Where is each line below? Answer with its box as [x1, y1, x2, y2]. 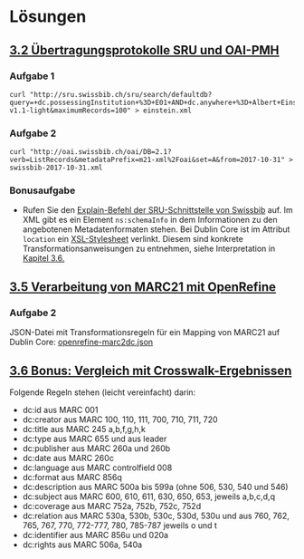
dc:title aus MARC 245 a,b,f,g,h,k [22, 423, 147, 434]
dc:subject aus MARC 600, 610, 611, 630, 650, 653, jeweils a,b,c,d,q [22, 491, 276, 502]
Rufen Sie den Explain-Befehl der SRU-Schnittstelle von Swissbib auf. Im [22, 205, 293, 216]
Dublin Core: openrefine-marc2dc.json [9, 337, 154, 348]
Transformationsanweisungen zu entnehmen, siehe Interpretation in [22, 243, 276, 255]
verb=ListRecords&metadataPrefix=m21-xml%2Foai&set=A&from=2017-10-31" [9, 156, 285, 165]
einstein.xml [143, 106, 193, 115]
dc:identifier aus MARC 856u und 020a [22, 529, 169, 540]
